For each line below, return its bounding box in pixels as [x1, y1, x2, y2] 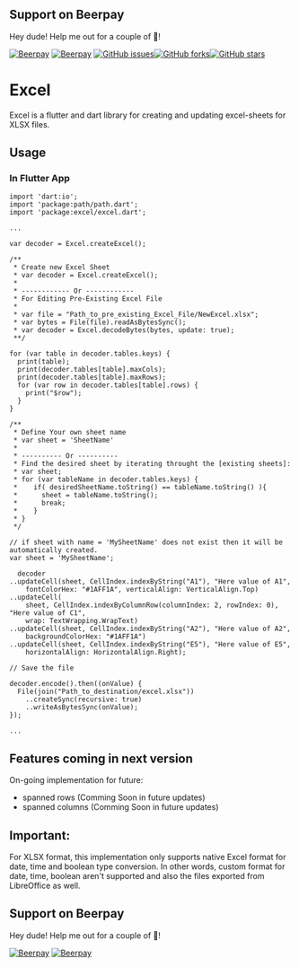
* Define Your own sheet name [13, 428, 127, 437]
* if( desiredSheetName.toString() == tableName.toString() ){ [13, 483, 268, 492]
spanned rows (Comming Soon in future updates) [22, 792, 206, 803]
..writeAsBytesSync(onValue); [25, 703, 139, 712]
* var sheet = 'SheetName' [13, 435, 115, 445]
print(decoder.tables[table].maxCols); [17, 365, 167, 374]
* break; [13, 498, 66, 508]
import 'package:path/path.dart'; [9, 200, 139, 209]
